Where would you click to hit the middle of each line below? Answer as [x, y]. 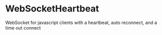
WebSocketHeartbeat [52, 9]
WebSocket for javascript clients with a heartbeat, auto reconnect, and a [81, 22]
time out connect [23, 27]
